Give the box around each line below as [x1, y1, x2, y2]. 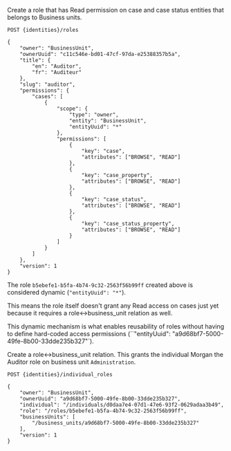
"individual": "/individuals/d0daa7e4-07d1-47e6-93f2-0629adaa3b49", [19, 401, 225, 408]
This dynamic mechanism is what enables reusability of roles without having [7, 322, 225, 331]
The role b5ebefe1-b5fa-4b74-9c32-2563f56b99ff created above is [7, 281, 194, 289]
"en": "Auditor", [32, 63, 82, 70]
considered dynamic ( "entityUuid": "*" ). [7, 288, 127, 296]
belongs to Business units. [7, 13, 82, 21]
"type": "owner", [68, 111, 119, 118]
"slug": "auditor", [19, 81, 76, 88]
